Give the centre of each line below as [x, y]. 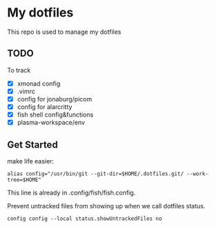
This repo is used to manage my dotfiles [64, 32]
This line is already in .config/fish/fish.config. [72, 192]
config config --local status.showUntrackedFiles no [85, 219]
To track [19, 70]
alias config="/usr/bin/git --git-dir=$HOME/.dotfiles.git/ [96, 174]
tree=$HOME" [24, 180]
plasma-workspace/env [51, 123]
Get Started [32, 145]
